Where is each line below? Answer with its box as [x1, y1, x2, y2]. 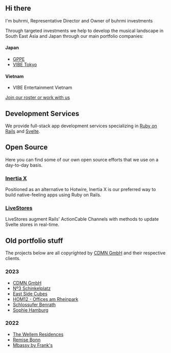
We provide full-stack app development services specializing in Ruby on [5, 123, 157, 129]
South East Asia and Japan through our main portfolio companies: [5, 33, 144, 39]
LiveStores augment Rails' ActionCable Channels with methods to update [5, 216, 159, 222]
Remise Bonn [12, 337, 41, 343]
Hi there [5, 4, 32, 13]
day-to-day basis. [5, 162, 43, 168]
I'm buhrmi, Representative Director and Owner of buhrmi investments [5, 17, 153, 23]
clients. [5, 255, 21, 262]
